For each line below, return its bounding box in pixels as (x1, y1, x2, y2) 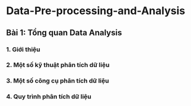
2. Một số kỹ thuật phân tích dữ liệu (6, 61, 110, 69)
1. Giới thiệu (6, 45, 40, 54)
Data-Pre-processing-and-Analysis (6, 4, 186, 18)
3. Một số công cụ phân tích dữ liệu (6, 77, 109, 85)
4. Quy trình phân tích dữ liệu (6, 92, 92, 101)
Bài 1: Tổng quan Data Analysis (6, 28, 122, 38)
